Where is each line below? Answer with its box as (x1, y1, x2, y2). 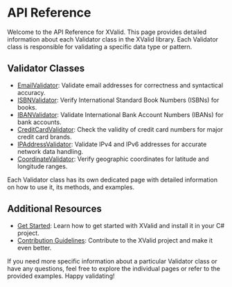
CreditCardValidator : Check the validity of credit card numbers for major (17, 125, 224, 133)
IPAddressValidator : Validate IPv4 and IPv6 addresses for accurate (17, 140, 207, 148)
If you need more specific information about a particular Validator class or (7, 256, 217, 265)
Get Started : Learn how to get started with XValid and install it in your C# (17, 221, 225, 229)
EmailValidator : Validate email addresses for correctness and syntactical (17, 81, 224, 89)
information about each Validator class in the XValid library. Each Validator (7, 35, 219, 43)
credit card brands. (17, 132, 72, 141)
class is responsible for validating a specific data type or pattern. (7, 42, 193, 51)
